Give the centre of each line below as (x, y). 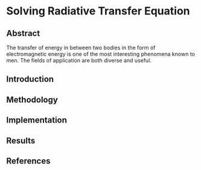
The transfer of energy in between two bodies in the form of (81, 47)
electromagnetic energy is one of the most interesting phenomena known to (101, 54)
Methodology (32, 99)
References (28, 161)
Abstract (23, 33)
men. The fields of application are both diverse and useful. (79, 60)
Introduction (30, 79)
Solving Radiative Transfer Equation (98, 11)
